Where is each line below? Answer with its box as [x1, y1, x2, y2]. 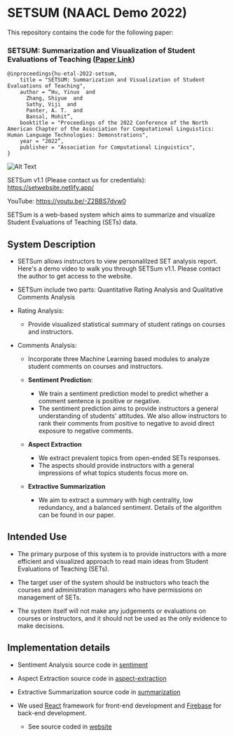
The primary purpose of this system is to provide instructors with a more [17, 549, 227, 558]
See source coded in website [27, 722, 112, 731]
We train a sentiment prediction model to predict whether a [38, 389, 209, 398]
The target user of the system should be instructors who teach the [17, 578, 209, 586]
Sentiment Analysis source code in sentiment [17, 661, 149, 669]
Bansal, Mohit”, [25, 114, 74, 121]
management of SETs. [17, 593, 82, 601]
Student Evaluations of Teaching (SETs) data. [7, 218, 138, 226]
